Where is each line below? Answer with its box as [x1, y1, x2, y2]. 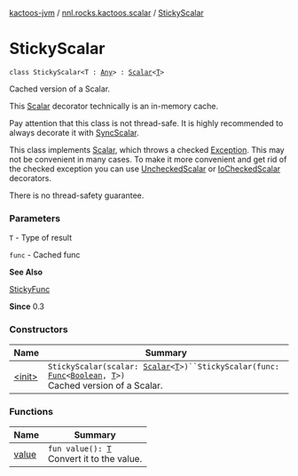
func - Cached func [9, 250, 81, 260]
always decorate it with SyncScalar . [9, 127, 139, 138]
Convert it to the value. [47, 452, 143, 464]
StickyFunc [9, 284, 51, 295]
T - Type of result [9, 233, 73, 243]
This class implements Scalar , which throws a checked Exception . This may [9, 144, 286, 155]
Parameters [9, 212, 60, 225]
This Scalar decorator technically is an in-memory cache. [9, 100, 219, 111]
